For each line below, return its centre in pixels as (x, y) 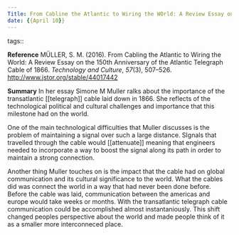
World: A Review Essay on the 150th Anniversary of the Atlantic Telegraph (116, 62)
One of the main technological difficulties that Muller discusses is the (108, 127)
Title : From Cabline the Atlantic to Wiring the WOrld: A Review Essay (116, 14)
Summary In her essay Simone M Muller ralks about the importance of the (116, 91)
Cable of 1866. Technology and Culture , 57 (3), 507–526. (90, 70)
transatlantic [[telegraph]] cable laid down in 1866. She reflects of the (109, 98)
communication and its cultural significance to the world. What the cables (115, 179)
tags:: (16, 40)
